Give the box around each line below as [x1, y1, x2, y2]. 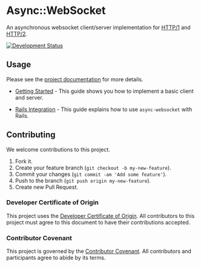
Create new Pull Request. [15, 183, 79, 191]
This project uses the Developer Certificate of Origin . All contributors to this [6, 212, 195, 219]
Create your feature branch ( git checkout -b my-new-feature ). [15, 164, 171, 171]
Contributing [6, 130, 56, 140]
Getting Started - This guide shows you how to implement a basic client [15, 87, 194, 95]
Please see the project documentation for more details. [6, 75, 143, 83]
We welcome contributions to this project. [6, 146, 111, 153]
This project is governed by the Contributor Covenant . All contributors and [6, 248, 192, 255]
